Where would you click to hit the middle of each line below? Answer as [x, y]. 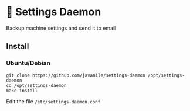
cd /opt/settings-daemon [36, 85]
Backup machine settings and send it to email [61, 28]
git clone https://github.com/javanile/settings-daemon [76, 75]
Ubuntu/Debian [28, 63]
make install [22, 91]
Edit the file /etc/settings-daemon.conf [53, 101]
